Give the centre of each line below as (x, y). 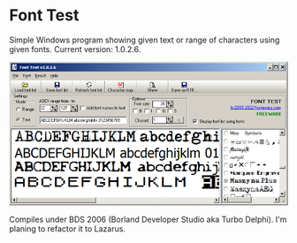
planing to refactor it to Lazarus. (68, 228)
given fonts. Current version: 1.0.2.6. (75, 49)
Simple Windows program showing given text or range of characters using (145, 40)
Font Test (44, 15)
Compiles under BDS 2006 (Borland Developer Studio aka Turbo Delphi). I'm (148, 219)
